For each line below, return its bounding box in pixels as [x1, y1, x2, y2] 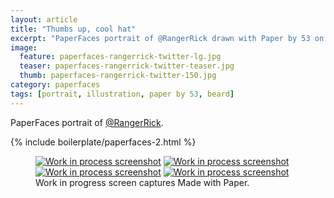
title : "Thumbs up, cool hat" [10, 24, 137, 34]
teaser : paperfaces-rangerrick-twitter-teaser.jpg [19, 61, 235, 71]
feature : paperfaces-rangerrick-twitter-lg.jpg [19, 52, 222, 62]
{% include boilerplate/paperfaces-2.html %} [10, 136, 197, 148]
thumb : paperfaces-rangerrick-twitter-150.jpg [19, 71, 217, 81]
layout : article [10, 14, 78, 25]
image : [10, 42, 38, 53]
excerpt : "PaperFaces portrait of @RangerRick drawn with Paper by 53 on [10, 33, 325, 43]
